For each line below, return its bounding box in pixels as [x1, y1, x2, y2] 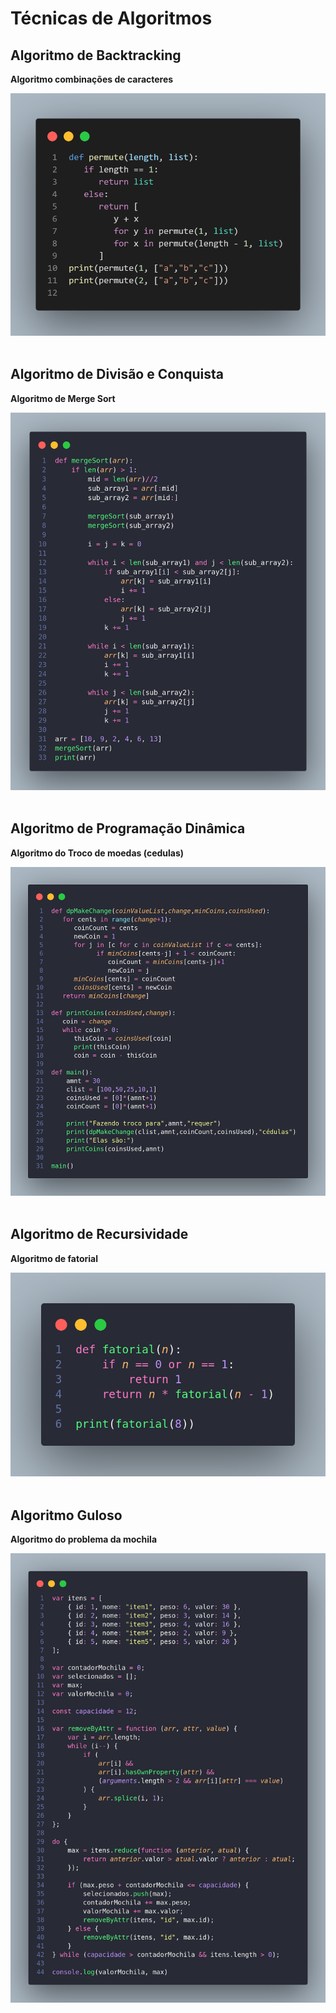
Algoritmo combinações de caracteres [10, 73, 174, 85]
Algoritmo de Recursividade [10, 1226, 189, 1243]
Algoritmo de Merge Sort [10, 392, 116, 404]
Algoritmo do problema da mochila [10, 1533, 158, 1546]
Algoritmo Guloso [10, 1507, 123, 1524]
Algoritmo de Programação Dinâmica [10, 820, 246, 837]
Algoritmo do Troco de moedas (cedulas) [10, 847, 185, 859]
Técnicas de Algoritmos [10, 7, 213, 30]
